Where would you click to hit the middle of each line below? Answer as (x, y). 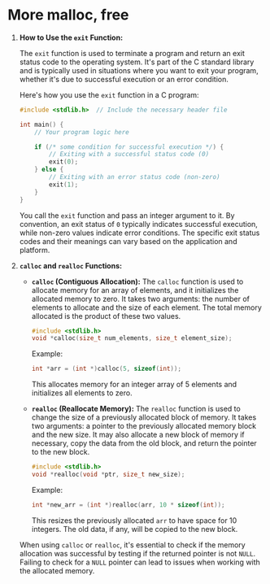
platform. (35, 250)
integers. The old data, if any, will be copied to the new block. (135, 529)
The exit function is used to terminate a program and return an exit (132, 53)
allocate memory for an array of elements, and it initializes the (135, 290)
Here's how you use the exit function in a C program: (109, 94)
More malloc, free (68, 15)
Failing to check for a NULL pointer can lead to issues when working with (140, 562)
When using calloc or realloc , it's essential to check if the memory (132, 545)
